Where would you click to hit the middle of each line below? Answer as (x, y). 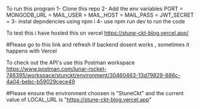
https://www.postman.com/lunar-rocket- (56, 69)
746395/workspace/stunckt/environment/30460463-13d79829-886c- (93, 75)
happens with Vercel (32, 51)
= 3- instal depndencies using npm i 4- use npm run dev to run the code (95, 21)
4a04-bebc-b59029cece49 (41, 81)
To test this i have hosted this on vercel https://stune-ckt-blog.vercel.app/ (98, 33)
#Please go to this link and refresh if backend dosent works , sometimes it (98, 45)
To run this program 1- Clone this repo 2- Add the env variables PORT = (95, 9)
